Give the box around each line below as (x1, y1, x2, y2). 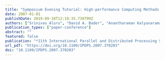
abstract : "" (5, 30, 32, 34)
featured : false (5, 34, 38, 39)
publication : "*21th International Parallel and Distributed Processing (5, 39, 157, 44)
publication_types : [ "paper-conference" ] (5, 25, 91, 30)
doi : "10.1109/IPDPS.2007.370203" (5, 47, 76, 52)
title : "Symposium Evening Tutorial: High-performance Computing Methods (5, 7, 160, 12)
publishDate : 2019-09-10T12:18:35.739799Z (5, 16, 93, 21)
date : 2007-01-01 (5, 12, 41, 16)
